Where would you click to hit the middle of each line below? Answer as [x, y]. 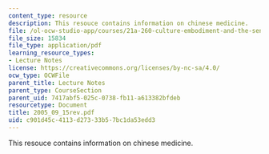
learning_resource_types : [51, 53]
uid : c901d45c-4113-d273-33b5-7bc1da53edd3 [82, 120]
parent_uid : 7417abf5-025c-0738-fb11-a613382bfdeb [94, 98]
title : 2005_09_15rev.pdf [51, 113]
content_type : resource [48, 16]
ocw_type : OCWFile [39, 75]
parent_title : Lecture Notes [57, 83]
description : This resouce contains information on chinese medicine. [128, 23]
